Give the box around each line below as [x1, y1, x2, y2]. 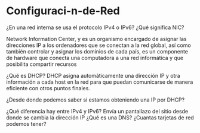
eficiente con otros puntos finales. [6, 84, 91, 91]
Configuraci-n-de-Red [6, 4, 121, 18]
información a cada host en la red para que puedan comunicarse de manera [6, 78, 193, 85]
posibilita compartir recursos [6, 61, 77, 68]
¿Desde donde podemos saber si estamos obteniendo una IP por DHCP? [6, 96, 185, 103]
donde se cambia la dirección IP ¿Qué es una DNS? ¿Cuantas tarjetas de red [6, 114, 194, 121]
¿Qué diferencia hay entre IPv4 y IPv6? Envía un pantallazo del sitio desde [6, 107, 189, 115]
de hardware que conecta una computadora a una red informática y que [6, 54, 184, 61]
